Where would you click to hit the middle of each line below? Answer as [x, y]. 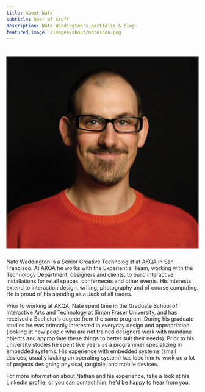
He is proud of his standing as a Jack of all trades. [69, 294]
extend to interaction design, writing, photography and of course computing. [103, 288]
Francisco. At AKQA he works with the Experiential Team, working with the [100, 268]
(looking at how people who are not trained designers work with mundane [99, 332]
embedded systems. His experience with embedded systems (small [92, 351]
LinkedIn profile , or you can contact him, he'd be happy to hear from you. [98, 383]
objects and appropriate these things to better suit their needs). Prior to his [100, 338]
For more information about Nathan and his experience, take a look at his [98, 376]
